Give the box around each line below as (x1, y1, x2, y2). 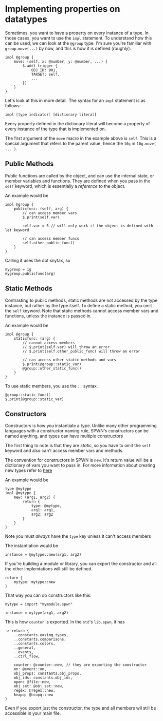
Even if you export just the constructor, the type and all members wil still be (5, 705, 157, 711)
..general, (14, 645, 36, 650)
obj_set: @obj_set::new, (14, 684, 64, 689)
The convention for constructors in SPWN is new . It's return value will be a (5, 457, 152, 463)
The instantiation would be (5, 543, 58, 549)
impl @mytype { (5, 491, 36, 496)
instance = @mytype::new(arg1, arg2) (5, 552, 82, 557)
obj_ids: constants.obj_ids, (14, 675, 73, 681)
